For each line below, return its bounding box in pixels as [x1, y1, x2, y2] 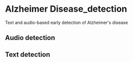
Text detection [5, 50, 50, 59]
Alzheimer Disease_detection [5, 3, 127, 15]
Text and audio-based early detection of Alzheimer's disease [5, 20, 128, 25]
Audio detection [5, 34, 55, 42]
